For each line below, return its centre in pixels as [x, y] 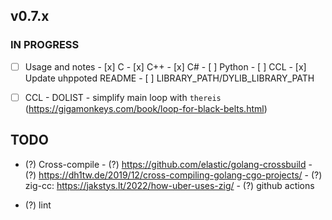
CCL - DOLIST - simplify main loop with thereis [123, 97]
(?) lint [38, 205]
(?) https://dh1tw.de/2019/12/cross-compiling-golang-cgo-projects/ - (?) [173, 175]
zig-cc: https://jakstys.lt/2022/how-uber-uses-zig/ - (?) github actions [169, 185]
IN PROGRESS [45, 45]
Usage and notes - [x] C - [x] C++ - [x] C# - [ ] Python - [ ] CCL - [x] [165, 66]
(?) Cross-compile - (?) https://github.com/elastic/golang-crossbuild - [168, 164]
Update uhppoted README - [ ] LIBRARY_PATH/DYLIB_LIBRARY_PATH [169, 78]
